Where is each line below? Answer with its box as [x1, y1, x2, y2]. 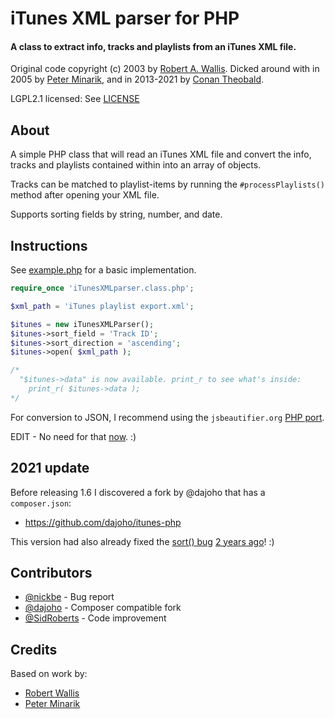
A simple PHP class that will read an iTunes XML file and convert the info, [10, 148, 312, 161]
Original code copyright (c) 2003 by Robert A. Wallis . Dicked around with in [10, 63, 320, 75]
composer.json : [10, 497, 72, 509]
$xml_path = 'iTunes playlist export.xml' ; [10, 301, 195, 311]
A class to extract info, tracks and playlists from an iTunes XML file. [10, 40, 297, 52]
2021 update [10, 460, 90, 477]
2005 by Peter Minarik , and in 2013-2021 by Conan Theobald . [10, 73, 265, 86]
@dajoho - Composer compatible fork [24, 602, 182, 614]
